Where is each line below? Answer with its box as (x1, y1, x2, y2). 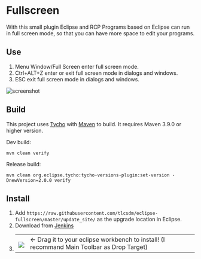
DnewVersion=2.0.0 (6, 177, 52, 183)
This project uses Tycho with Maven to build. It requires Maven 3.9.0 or (6, 120, 181, 127)
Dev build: (6, 138, 32, 145)
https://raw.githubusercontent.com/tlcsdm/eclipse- (26, 211, 159, 217)
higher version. (6, 127, 44, 134)
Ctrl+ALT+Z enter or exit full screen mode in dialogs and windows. (14, 69, 178, 77)
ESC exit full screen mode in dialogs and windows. (14, 75, 139, 83)
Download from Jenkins (14, 222, 74, 229)
